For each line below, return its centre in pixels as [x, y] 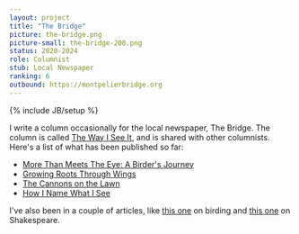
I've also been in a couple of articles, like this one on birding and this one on [150, 210]
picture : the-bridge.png [56, 34]
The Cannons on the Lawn [71, 183]
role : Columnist [40, 59]
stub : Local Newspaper [52, 68]
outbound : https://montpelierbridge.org [86, 85]
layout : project [40, 18]
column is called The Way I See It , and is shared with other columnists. [140, 137]
